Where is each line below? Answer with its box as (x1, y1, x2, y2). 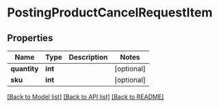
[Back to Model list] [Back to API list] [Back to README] (7, 93, 164, 101)
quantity (10, 64, 39, 73)
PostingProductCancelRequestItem (7, 5, 213, 21)
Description (68, 53, 108, 62)
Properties (7, 32, 53, 44)
